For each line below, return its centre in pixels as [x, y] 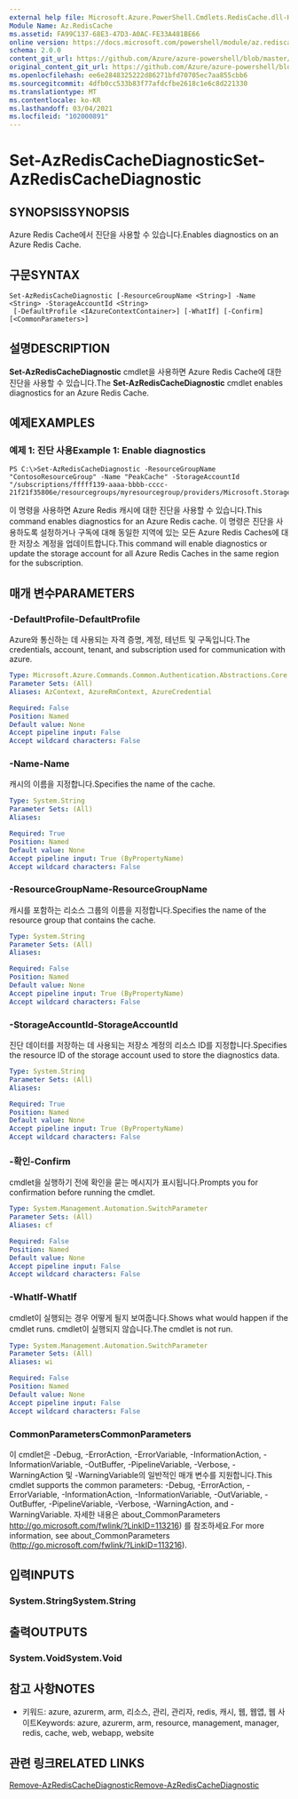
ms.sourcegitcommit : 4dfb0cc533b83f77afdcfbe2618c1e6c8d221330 [129, 84]
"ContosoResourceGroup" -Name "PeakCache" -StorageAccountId [125, 477]
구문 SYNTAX [45, 275]
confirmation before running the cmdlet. [82, 1193]
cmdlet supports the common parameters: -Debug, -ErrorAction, [127, 1484]
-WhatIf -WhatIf [43, 1297]
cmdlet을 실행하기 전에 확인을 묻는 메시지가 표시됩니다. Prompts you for [134, 1182]
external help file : [47, 17]
